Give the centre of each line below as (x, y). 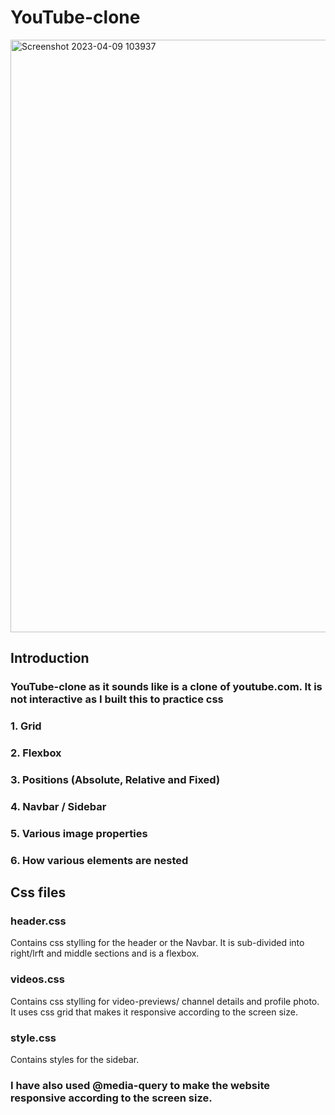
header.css (38, 921)
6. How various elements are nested (99, 860)
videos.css (37, 979)
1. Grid (26, 726)
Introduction (50, 658)
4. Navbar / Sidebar (58, 806)
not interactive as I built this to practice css (117, 699)
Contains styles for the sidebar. (75, 1060)
